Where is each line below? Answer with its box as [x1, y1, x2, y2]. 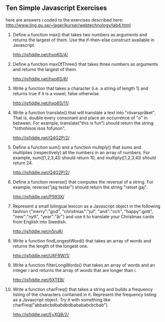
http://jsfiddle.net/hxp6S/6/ [12, 76, 68, 81]
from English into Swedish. [12, 218, 67, 225]
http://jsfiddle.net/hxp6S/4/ [12, 52, 68, 57]
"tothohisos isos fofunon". [12, 125, 66, 131]
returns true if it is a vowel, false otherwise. [12, 90, 100, 96]
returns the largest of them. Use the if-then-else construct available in [12, 37, 155, 43]
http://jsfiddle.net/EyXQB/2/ [12, 311, 69, 317]
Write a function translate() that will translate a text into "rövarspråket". [12, 109, 156, 115]
